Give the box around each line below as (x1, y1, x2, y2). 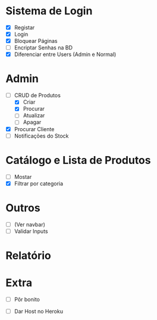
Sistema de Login (5, 4, 93, 18)
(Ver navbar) (14, 220, 46, 228)
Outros (5, 201, 40, 215)
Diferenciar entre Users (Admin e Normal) (14, 51, 117, 58)
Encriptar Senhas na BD (14, 44, 73, 51)
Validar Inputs (14, 228, 48, 235)
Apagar (23, 119, 42, 126)
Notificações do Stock (14, 132, 69, 139)
